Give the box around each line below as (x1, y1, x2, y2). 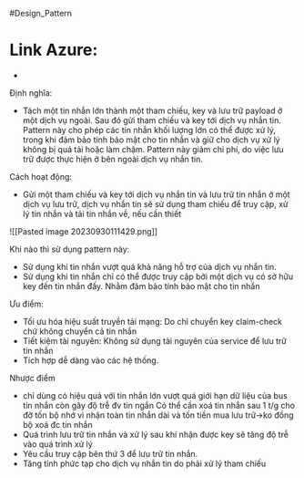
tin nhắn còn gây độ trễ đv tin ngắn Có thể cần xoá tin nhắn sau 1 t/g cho (22, 400, 296, 410)
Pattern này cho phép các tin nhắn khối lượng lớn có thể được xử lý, (22, 124, 276, 135)
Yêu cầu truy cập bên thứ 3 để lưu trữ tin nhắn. (22, 448, 198, 459)
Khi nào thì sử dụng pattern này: (9, 244, 130, 255)
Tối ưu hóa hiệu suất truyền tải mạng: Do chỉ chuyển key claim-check (22, 316, 283, 327)
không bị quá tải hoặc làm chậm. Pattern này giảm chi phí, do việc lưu (22, 143, 284, 154)
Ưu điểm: (9, 298, 44, 309)
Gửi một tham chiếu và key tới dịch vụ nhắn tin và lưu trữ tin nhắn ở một (22, 189, 290, 200)
